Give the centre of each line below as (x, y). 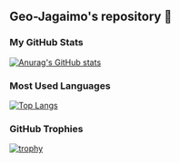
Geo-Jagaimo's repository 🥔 (91, 17)
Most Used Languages (60, 85)
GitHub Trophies (46, 129)
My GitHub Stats (46, 43)
